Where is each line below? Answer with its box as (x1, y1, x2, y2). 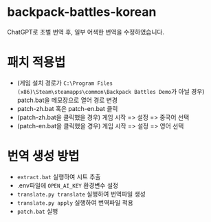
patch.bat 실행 (16, 207, 58, 215)
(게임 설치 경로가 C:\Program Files (16, 79, 113, 87)
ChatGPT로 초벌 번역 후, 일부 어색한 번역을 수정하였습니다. (7, 28, 165, 36)
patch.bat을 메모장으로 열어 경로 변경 (16, 96, 118, 104)
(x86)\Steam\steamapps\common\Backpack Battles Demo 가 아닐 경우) (16, 87, 205, 95)
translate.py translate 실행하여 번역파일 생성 (16, 190, 146, 198)
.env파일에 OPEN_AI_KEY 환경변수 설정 (16, 181, 119, 190)
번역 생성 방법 (7, 149, 80, 164)
